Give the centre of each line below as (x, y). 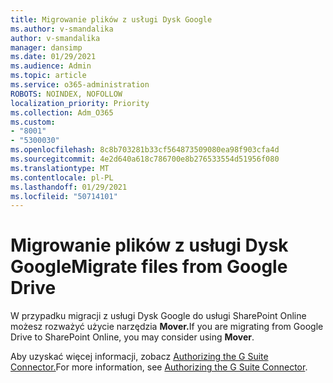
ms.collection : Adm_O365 (62, 112)
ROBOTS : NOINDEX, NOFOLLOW (66, 94)
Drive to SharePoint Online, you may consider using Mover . (132, 337)
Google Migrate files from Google (149, 267)
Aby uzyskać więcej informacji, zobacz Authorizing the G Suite (139, 357)
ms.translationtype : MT (60, 168)
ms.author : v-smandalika (62, 29)
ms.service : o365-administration (80, 85)
